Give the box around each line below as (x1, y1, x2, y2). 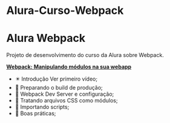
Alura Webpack (6, 32, 86, 45)
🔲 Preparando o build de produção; (15, 84, 103, 91)
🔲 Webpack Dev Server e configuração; (15, 90, 114, 98)
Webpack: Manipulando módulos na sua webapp (6, 63, 132, 70)
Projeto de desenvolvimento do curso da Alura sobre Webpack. (6, 52, 165, 59)
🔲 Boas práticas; (15, 110, 56, 117)
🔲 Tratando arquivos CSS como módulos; (15, 97, 118, 104)
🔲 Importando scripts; (15, 104, 70, 111)
